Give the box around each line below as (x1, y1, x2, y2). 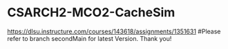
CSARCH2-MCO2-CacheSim (7, 5, 175, 20)
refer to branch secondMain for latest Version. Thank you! (7, 34, 172, 42)
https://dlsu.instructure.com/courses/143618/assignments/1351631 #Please (7, 27, 221, 35)
